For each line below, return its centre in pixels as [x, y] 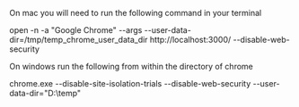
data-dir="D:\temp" [45, 93]
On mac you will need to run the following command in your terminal [136, 13]
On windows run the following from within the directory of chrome [131, 66]
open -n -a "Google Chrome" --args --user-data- [100, 30]
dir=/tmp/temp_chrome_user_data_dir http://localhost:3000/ [120, 40]
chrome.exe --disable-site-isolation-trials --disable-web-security [130, 83]
